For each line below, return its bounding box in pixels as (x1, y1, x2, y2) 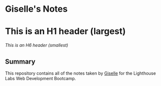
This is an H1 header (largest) (5, 26, 126, 37)
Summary (5, 57, 36, 65)
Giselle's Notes (5, 3, 68, 15)
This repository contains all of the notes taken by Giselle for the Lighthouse (5, 70, 156, 76)
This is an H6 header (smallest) (5, 42, 68, 48)
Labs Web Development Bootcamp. (5, 76, 77, 81)
